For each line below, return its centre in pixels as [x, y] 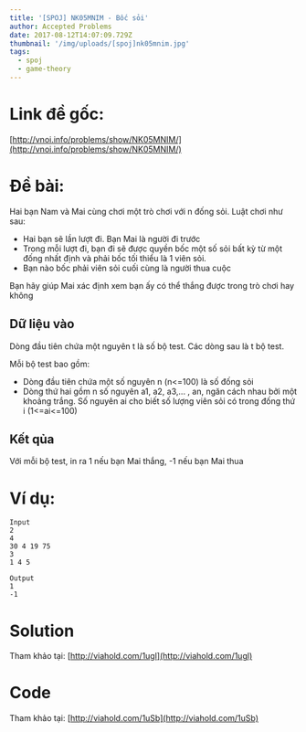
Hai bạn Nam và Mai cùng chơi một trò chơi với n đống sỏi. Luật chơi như [146, 211]
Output [22, 578]
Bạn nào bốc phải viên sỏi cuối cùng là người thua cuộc [127, 268]
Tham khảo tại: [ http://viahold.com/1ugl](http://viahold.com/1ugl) [131, 656]
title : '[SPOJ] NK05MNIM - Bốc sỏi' [79, 18]
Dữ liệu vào [42, 324]
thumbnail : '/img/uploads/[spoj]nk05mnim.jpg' [100, 43]
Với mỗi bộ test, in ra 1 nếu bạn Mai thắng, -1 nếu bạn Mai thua [127, 461]
